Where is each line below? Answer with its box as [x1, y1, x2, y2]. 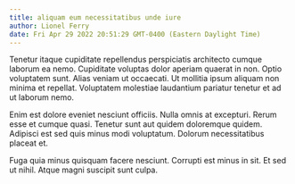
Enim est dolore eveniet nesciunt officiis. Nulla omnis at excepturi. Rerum [9, 109, 277, 121]
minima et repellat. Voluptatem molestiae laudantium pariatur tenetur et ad [9, 82, 282, 94]
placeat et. [9, 138, 49, 148]
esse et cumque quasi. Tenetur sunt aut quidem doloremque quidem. [9, 119, 263, 130]
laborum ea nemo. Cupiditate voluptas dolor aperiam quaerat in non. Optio [9, 63, 283, 74]
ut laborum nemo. [9, 92, 74, 103]
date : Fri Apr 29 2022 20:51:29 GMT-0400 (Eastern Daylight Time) [9, 29, 261, 38]
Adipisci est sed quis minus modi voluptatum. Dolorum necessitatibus [9, 129, 265, 139]
